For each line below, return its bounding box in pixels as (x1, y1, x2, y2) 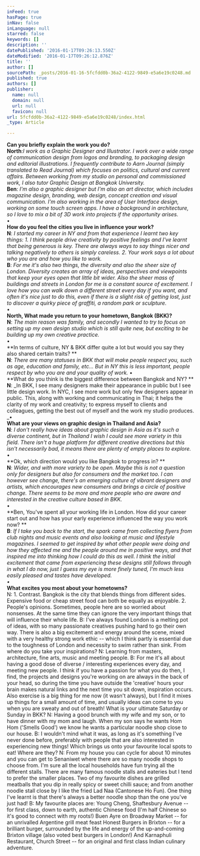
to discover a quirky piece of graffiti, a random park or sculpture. (7, 299, 167, 307)
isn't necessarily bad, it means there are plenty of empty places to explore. (7, 445, 192, 452)
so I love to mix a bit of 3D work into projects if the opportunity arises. (7, 211, 179, 218)
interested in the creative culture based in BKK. (7, 496, 123, 503)
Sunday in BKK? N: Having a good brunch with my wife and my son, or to (7, 711, 186, 718)
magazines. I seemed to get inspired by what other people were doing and (7, 540, 190, 547)
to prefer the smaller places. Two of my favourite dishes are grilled (7, 774, 170, 781)
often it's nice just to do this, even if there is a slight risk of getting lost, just (7, 293, 191, 300)
